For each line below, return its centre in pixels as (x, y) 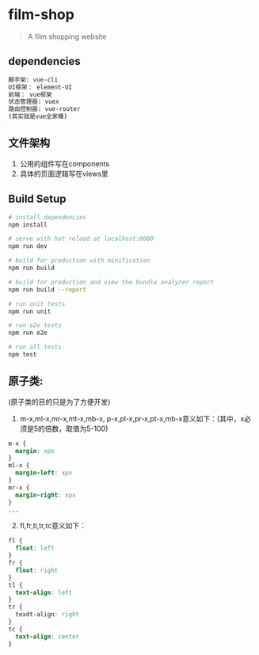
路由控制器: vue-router (44, 109)
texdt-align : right (48, 615)
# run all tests (35, 347)
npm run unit (30, 311)
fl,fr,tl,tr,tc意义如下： (53, 526)
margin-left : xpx (44, 473)
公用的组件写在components (64, 163)
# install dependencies (48, 217)
